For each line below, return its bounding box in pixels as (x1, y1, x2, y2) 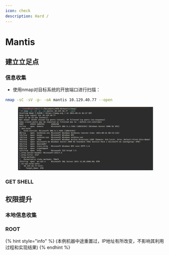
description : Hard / (5, 13, 49, 19)
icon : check (5, 8, 31, 13)
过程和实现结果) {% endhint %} (5, 244, 70, 250)
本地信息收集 (5, 212, 37, 219)
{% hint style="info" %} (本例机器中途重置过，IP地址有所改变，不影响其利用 (5, 238, 164, 244)
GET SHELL (5, 178, 34, 185)
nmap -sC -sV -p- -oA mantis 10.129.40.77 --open (5, 97, 113, 103)
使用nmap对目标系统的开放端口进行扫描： (12, 87, 101, 93)
